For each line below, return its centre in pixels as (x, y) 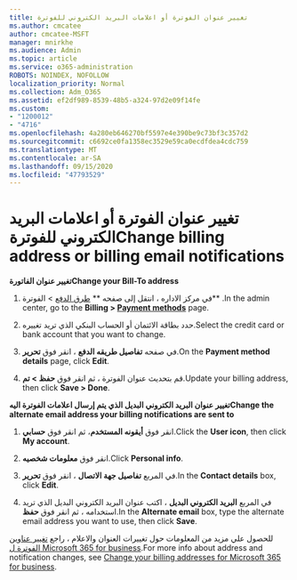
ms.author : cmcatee (45, 26)
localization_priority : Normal (67, 84)
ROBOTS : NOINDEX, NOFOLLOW (59, 76)
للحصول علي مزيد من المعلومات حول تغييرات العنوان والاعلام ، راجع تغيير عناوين (141, 538)
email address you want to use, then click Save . (109, 521)
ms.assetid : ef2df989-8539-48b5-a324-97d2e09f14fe (105, 100)
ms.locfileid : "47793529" (57, 174)
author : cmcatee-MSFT (49, 34)
